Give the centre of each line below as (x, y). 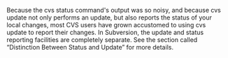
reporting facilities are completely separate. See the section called (102, 40)
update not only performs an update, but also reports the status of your (109, 17)
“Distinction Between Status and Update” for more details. (90, 47)
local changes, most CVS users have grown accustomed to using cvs (106, 25)
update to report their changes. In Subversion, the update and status (105, 32)
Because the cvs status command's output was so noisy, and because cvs (114, 10)
